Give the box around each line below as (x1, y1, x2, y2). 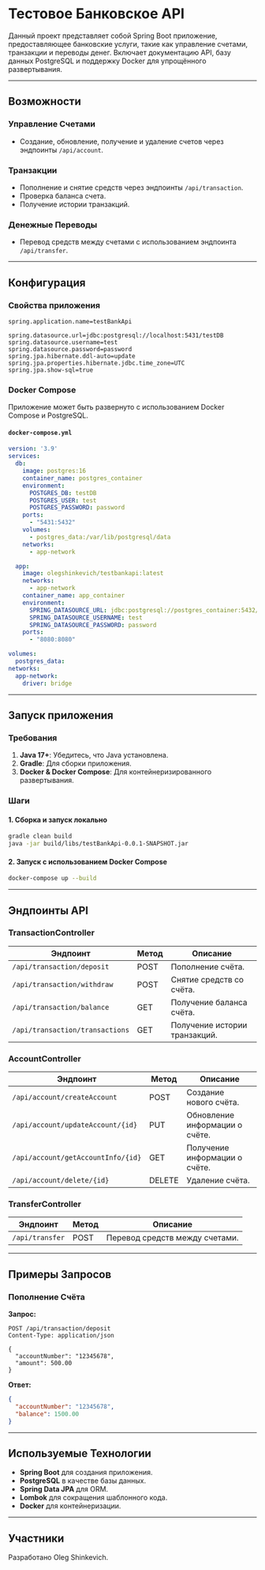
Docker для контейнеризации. (19, 1501, 121, 1511)
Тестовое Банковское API (8, 5, 185, 23)
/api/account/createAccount (12, 1093, 118, 1102)
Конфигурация (8, 276, 86, 289)
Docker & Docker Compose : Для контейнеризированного (19, 767, 212, 777)
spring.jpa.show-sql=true (8, 365, 93, 374)
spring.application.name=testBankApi (8, 317, 132, 325)
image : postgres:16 (22, 467, 87, 475)
